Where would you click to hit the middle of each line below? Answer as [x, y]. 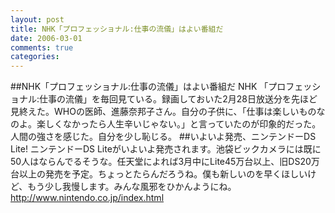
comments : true [42, 47]
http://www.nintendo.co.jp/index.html [87, 198]
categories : [35, 57]
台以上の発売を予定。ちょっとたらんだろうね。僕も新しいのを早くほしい [159, 174]
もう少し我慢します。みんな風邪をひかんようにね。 [132, 187]
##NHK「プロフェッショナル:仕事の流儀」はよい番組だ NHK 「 [139, 87]
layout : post [37, 19]
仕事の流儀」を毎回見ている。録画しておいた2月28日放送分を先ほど [178, 99]
